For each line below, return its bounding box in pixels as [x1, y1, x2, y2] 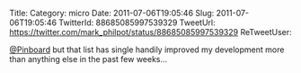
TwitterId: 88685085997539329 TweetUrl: [58, 17, 216, 28]
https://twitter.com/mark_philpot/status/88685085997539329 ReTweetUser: [9, 27, 292, 37]
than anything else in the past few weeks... [9, 54, 168, 64]
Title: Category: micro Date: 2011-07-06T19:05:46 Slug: [9, 8, 215, 18]
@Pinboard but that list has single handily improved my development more [9, 44, 285, 55]
